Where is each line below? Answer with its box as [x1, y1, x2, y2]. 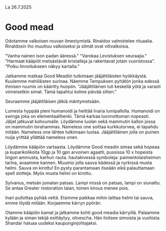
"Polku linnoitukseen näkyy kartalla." [5, 63, 80, 69]
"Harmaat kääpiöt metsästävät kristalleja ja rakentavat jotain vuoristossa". [5, 58, 155, 64]
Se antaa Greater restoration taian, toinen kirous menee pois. [5, 185, 129, 191]
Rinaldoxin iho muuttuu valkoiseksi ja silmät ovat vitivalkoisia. [5, 43, 130, 49]
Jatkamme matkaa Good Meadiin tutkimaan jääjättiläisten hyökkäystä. [5, 73, 148, 79]
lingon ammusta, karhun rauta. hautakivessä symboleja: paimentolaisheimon [5, 154, 161, 160]
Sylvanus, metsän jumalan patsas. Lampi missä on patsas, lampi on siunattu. [5, 179, 161, 185]
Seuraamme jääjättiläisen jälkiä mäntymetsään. [5, 98, 101, 104]
